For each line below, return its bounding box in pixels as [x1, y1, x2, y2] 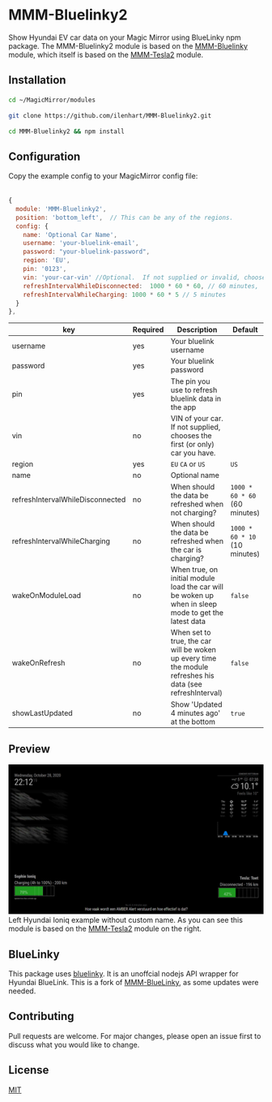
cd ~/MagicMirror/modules [8, 96, 96, 104]
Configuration [8, 149, 81, 163]
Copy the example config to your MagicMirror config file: [8, 171, 198, 181]
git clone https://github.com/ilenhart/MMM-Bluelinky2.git [8, 111, 212, 119]
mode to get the [170, 608, 224, 618]
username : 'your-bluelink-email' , [23, 239, 139, 248]
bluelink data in [170, 394, 222, 403]
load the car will [170, 582, 224, 592]
